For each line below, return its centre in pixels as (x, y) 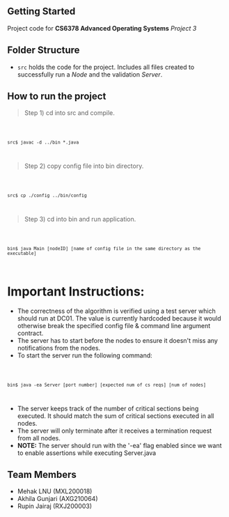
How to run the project (57, 97)
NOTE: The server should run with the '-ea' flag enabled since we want (119, 445)
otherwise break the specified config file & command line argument (114, 325)
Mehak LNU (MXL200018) (55, 491)
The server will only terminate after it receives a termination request (114, 431)
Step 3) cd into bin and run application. (80, 219)
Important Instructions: (76, 291)
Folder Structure (44, 51)
